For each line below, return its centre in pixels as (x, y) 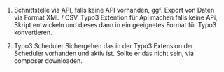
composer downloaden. (48, 61)
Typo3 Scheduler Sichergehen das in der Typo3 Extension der (104, 46)
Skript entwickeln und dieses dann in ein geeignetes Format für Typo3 (115, 25)
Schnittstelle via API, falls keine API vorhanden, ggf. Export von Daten (114, 10)
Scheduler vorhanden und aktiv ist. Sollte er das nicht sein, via (104, 53)
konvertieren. (33, 32)
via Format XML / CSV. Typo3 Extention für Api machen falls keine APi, (116, 17)
